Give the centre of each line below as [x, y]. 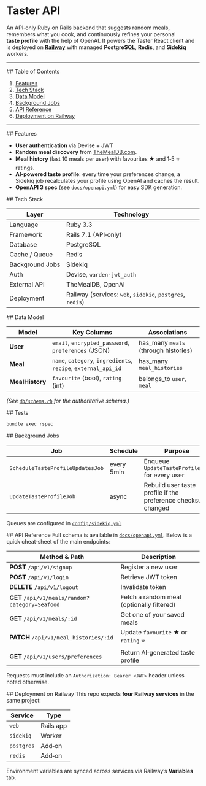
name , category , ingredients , [92, 360]
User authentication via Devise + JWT [64, 145]
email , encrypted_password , [91, 342]
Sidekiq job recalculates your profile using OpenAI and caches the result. [107, 180]
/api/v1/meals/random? [57, 598]
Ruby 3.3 [79, 225]
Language [24, 225]
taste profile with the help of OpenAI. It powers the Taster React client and [101, 40]
